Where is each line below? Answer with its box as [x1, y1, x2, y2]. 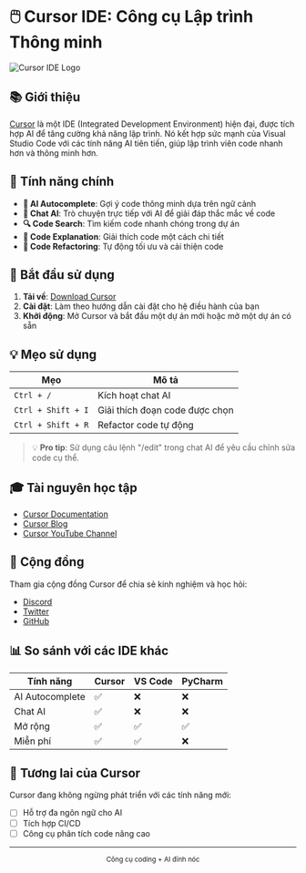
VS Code [133, 674, 173, 687]
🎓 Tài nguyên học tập [9, 479, 138, 496]
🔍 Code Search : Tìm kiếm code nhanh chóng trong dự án [22, 218, 240, 229]
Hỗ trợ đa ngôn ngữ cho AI [22, 807, 123, 818]
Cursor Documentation [22, 508, 109, 519]
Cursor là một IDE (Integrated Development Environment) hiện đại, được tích [9, 118, 295, 129]
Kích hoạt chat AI [97, 389, 171, 402]
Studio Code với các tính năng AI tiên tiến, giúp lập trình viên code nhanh [9, 138, 284, 149]
